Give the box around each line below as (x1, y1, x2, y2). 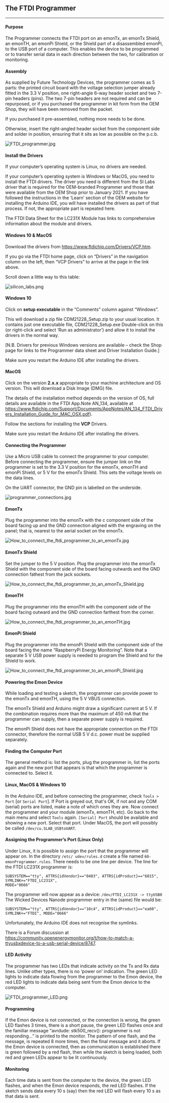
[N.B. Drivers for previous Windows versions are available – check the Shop (5, 342, 162, 348)
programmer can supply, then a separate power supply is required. (5, 716, 144, 722)
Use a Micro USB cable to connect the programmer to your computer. (5, 454, 149, 460)
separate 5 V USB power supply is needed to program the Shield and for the (5, 652, 163, 658)
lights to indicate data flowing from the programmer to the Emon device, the (5, 974, 162, 980)
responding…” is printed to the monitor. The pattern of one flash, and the (5, 1033, 156, 1039)
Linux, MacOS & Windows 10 (5, 782, 66, 788)
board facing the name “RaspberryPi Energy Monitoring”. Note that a (5, 647, 147, 653)
